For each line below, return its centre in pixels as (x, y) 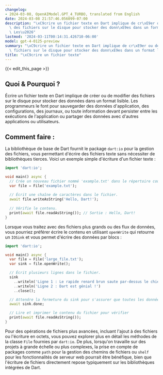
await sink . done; (27, 304)
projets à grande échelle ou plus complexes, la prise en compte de (72, 347)
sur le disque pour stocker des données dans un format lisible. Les (72, 101)
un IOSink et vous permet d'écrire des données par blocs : (64, 237)
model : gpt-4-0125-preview (32, 41)
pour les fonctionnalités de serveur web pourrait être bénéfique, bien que (78, 357)
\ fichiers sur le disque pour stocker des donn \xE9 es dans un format (82, 50)
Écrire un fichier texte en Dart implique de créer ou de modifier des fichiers (80, 96)
